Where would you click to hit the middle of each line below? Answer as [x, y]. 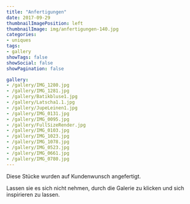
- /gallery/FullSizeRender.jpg [46, 125]
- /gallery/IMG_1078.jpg [38, 142]
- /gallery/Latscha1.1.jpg [41, 102]
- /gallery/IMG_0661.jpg [38, 153]
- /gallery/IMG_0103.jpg [38, 131]
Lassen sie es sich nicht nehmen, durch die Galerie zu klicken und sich [95, 188]
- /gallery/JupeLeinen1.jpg [42, 108]
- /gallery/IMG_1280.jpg [38, 85]
